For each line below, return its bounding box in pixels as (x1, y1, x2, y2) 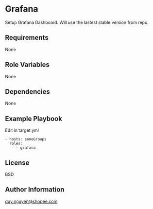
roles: (9, 141, 23, 146)
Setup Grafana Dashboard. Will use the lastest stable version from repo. (5, 19, 149, 25)
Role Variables (5, 61, 50, 69)
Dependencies (5, 87, 50, 96)
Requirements (5, 34, 49, 42)
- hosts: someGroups (5, 137, 47, 142)
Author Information (5, 186, 65, 194)
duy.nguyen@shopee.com (5, 198, 58, 204)
